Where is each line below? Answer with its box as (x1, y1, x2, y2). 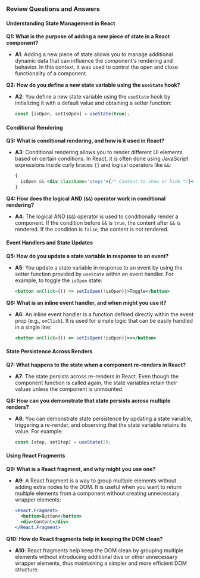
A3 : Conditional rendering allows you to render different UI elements (14, 149, 183, 156)
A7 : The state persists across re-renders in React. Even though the (14, 372, 179, 380)
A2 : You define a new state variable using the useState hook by (14, 93, 171, 100)
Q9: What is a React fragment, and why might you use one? (6, 466, 156, 473)
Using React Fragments (6, 452, 65, 459)
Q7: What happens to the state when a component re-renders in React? (6, 361, 186, 368)
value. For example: (14, 427, 64, 435)
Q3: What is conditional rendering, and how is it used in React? (6, 137, 165, 145)
